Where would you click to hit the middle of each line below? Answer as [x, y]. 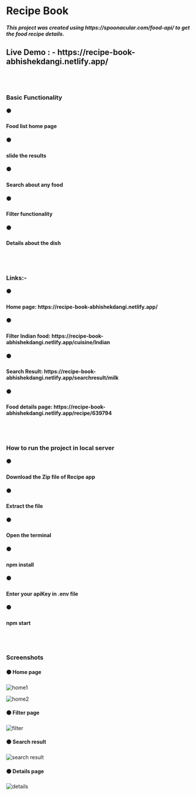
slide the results [26, 155]
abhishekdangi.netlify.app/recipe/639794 [59, 413]
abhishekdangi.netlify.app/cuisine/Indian [58, 342]
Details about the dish [33, 243]
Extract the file [24, 506]
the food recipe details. [35, 34]
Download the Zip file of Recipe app [51, 477]
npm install [20, 564]
